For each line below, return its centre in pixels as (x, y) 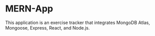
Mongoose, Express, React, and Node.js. (47, 27)
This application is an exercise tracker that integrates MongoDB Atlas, (78, 22)
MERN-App (29, 9)
